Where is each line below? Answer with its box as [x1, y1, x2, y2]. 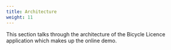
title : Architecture [6, 8, 58, 15]
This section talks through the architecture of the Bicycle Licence [6, 30, 166, 37]
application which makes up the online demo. [6, 37, 117, 44]
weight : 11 [6, 14, 33, 20]
